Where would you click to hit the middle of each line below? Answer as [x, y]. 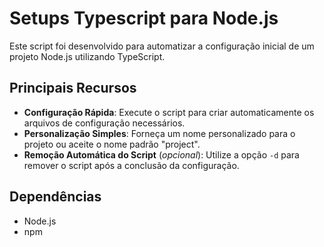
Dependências [55, 197]
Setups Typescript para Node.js [144, 18]
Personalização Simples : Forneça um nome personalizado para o [159, 133]
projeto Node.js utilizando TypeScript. [87, 56]
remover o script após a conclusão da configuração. [131, 165]
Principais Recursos [73, 88]
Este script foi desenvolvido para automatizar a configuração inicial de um [162, 46]
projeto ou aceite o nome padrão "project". [112, 144]
